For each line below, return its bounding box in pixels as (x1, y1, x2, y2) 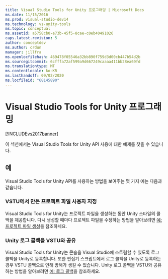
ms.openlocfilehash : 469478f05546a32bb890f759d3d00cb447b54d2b (5, 54, 141, 60)
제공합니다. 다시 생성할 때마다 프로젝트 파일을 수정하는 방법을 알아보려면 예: (14, 216, 162, 222)
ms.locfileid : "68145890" (5, 78, 59, 83)
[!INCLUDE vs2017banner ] (5, 131, 59, 137)
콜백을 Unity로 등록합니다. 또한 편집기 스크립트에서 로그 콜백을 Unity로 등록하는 (5, 256, 161, 262)
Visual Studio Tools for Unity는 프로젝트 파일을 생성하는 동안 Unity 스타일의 (5, 210, 155, 216)
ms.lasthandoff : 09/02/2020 (5, 73, 64, 78)
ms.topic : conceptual (5, 26, 51, 31)
